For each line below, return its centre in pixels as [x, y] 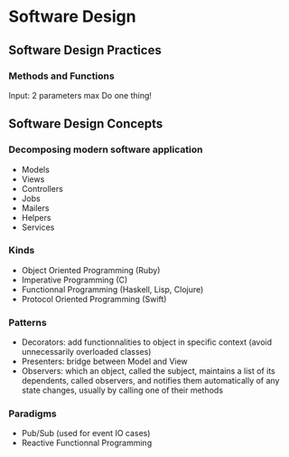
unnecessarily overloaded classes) [86, 352]
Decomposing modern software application [106, 149]
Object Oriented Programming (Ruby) [91, 270]
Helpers [36, 217]
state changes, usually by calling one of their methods [122, 390]
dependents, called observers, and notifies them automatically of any [150, 381]
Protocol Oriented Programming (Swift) [94, 299]
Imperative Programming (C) [75, 280]
